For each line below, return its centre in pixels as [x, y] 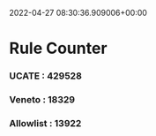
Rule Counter [58, 49]
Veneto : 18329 [42, 100]
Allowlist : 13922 [45, 123]
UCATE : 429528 [45, 76]
